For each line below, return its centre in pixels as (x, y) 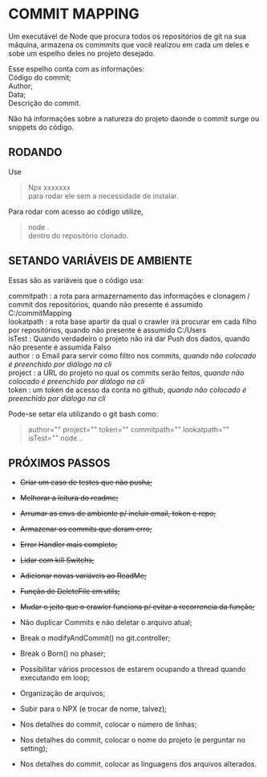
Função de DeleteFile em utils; (70, 591)
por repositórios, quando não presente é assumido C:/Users (107, 329)
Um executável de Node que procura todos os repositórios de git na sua (127, 36)
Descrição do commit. (45, 103)
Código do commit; (40, 77)
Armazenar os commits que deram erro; (86, 529)
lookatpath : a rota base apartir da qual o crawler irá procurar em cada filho (133, 321)
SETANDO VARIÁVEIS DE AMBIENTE (100, 261)
